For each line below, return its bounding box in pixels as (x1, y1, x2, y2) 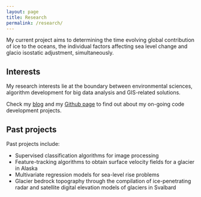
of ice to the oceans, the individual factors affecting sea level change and (6, 43, 188, 50)
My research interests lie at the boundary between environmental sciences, (6, 82, 193, 90)
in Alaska (14, 165, 38, 172)
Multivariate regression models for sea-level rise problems (14, 171, 160, 178)
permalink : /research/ (6, 20, 63, 26)
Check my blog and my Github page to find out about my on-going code (6, 100, 185, 108)
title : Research (6, 14, 47, 20)
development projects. (6, 107, 62, 114)
